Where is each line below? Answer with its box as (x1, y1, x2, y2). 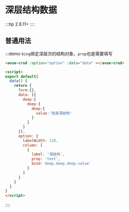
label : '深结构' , (31, 152, 65, 157)
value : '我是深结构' (36, 110, 72, 116)
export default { (5, 74, 38, 79)
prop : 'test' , (31, 156, 61, 162)
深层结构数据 (5, 4, 58, 16)
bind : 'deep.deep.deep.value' (31, 161, 92, 166)
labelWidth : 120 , (23, 138, 58, 143)
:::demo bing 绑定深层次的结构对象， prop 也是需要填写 (5, 50, 113, 57)
